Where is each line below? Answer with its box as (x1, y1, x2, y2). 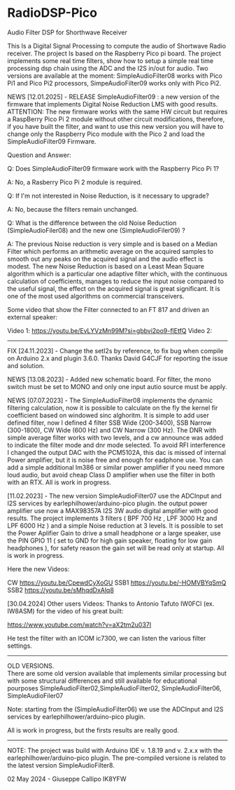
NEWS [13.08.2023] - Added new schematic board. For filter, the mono (7, 375, 211, 383)
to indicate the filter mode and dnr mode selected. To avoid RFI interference (7, 440, 226, 449)
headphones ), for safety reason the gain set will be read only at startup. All (7, 543, 225, 552)
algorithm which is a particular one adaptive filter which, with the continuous (7, 269, 228, 278)
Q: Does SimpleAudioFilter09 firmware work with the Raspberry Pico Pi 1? (7, 164, 219, 172)
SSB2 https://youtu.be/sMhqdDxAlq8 (7, 585, 114, 594)
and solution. (7, 361, 45, 369)
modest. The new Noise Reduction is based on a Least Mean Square (7, 261, 205, 271)
